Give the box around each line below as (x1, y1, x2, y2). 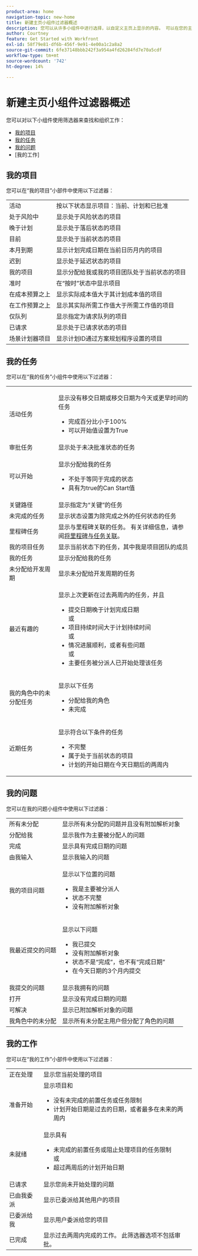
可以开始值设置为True (68, 426, 128, 434)
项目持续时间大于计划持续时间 (68, 623, 151, 632)
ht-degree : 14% (6, 63, 44, 70)
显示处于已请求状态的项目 (56, 323, 128, 332)
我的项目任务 (9, 542, 45, 551)
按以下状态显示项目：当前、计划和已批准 (56, 202, 169, 210)
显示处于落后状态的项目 (56, 224, 122, 232)
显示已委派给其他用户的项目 (43, 1196, 121, 1204)
